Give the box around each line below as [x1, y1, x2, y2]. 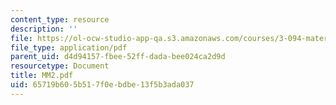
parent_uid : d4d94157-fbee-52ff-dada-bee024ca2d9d [10, 52, 226, 62]
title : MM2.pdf [10, 71, 74, 81]
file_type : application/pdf [10, 42, 128, 53]
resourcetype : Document [10, 61, 110, 71]
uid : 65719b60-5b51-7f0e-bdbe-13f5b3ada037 [10, 80, 195, 90]
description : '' [10, 24, 78, 34]
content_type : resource [10, 14, 110, 25]
